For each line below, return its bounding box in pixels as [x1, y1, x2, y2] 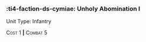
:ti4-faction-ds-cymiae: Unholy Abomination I [6, 5, 140, 13]
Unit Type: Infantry [6, 18, 52, 25]
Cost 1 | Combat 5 [6, 29, 48, 36]
